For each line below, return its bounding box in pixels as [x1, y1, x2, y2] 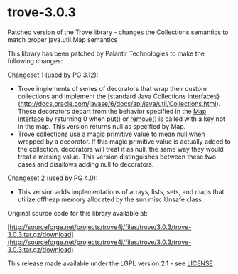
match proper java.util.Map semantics [7, 35, 118, 43]
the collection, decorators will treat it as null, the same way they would [17, 144, 224, 153]
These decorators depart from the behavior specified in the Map [17, 107, 207, 115]
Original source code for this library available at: [7, 209, 148, 217]
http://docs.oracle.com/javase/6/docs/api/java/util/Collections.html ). [20, 99, 221, 107]
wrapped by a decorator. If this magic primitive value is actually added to [17, 137, 231, 146]
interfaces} [187, 92, 220, 100]
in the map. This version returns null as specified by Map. [17, 122, 186, 130]
